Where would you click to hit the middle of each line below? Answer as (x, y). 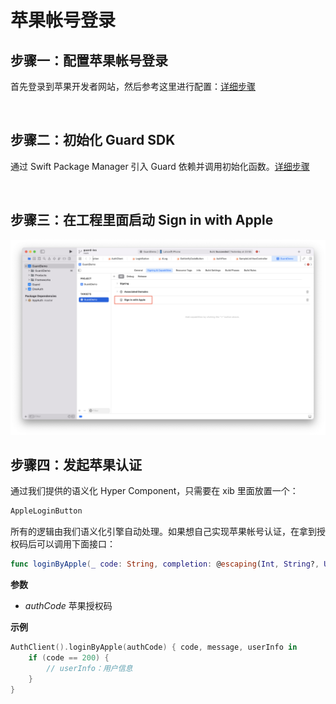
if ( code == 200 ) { (69, 658)
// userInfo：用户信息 (89, 668)
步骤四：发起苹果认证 (76, 465)
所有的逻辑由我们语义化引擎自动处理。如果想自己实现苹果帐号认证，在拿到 (163, 532)
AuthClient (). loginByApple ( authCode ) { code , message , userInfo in (154, 647)
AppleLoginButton (46, 511)
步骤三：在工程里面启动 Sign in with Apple (142, 220)
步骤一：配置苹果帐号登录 (89, 60)
